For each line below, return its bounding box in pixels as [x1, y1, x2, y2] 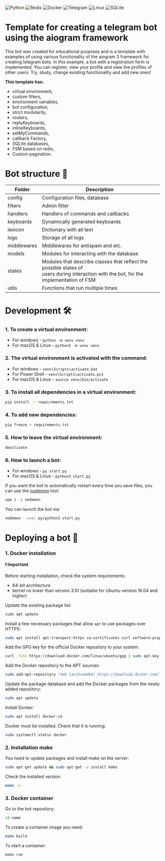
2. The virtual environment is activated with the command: [5, 355, 148, 361]
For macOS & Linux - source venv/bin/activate [12, 376, 109, 382]
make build [5, 834, 27, 839]
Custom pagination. [12, 151, 53, 157]
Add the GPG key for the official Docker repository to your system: [5, 644, 139, 650]
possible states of [42, 264, 83, 271]
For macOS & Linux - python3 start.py [12, 473, 91, 479]
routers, [12, 114, 28, 120]
